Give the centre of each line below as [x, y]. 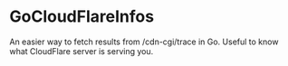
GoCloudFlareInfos [82, 17]
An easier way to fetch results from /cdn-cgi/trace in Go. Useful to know [144, 42]
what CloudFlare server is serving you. [82, 51]
